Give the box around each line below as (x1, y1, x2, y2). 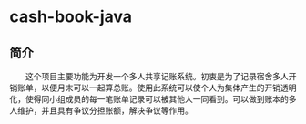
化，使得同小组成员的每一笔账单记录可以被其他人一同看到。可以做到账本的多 (9, 94, 297, 104)
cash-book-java (9, 6, 133, 27)
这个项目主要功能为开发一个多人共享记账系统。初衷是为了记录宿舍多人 (25, 71, 289, 81)
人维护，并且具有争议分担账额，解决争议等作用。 (9, 105, 193, 116)
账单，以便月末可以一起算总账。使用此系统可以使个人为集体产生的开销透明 (16, 82, 297, 93)
